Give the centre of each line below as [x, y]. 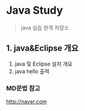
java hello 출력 [32, 71]
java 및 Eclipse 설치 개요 [43, 64]
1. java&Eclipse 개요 [42, 48]
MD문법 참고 [23, 88]
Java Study [35, 10]
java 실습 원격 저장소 [45, 27]
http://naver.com [26, 101]
